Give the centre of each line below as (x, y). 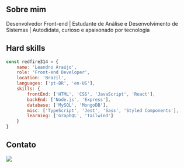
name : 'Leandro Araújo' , (47, 67)
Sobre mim (26, 10)
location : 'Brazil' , (41, 78)
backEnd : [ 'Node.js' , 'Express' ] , (69, 99)
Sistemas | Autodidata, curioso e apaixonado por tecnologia (78, 30)
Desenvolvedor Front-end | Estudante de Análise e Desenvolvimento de (92, 23)
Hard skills (26, 48)
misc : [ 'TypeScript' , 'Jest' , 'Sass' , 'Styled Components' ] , (103, 110)
